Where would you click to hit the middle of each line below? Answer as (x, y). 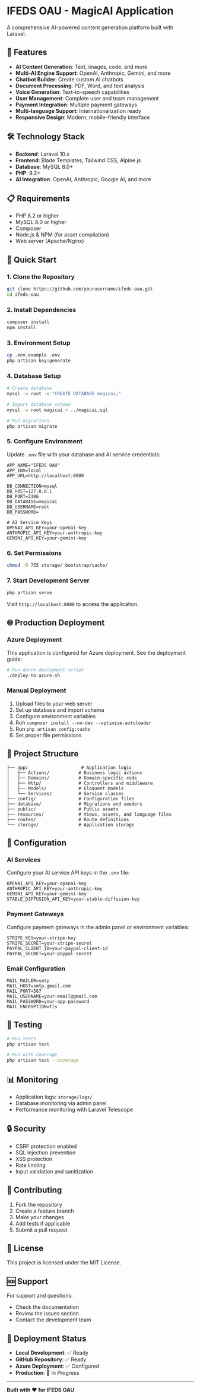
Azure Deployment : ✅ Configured (57, 1366)
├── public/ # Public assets (63, 809)
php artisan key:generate (39, 361)
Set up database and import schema (60, 710)
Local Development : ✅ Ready (52, 1353)
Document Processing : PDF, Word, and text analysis (80, 86)
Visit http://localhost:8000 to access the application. (73, 604)
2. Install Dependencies (42, 310)
